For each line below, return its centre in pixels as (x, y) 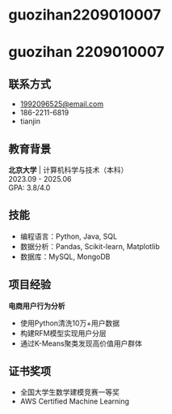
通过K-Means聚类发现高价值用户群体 (81, 343)
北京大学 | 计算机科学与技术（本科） (68, 170)
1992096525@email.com (62, 104)
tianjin (30, 121)
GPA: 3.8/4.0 (29, 188)
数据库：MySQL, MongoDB (65, 257)
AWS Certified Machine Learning (75, 401)
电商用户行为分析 (37, 305)
